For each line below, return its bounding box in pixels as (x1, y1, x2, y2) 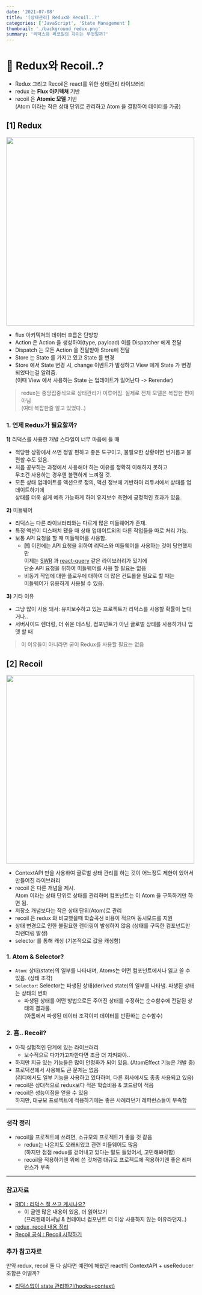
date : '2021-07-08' (6, 8, 55, 15)
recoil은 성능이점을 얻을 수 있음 (14, 1089, 88, 1096)
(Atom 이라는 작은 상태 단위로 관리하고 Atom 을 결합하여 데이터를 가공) (14, 103, 182, 110)
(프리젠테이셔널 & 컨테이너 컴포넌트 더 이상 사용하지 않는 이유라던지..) (23, 1216, 187, 1223)
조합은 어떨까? (6, 1270, 40, 1277)
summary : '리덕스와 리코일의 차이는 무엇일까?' (6, 31, 109, 37)
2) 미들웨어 (6, 507, 33, 514)
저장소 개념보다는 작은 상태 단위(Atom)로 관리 (14, 907, 122, 914)
